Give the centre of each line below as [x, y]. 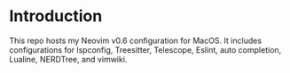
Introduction [56, 16]
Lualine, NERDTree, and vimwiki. [68, 59]
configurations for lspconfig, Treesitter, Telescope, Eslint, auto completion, [145, 49]
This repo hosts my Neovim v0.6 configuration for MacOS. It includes [136, 40]
